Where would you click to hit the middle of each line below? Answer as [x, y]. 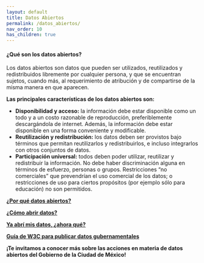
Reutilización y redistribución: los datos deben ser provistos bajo [98, 137]
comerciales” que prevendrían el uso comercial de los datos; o [94, 176]
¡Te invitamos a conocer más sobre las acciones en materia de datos [95, 248]
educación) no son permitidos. [54, 189]
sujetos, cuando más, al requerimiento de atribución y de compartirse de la [101, 81]
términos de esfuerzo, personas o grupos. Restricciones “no [91, 169]
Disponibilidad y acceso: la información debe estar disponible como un [106, 111]
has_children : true [31, 35]
